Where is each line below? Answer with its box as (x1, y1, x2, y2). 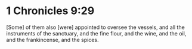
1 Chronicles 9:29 (6, 4, 95, 18)
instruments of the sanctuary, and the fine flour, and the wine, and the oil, (6, 30, 187, 37)
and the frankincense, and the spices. (6, 36, 100, 43)
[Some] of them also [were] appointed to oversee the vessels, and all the (6, 24, 185, 31)
